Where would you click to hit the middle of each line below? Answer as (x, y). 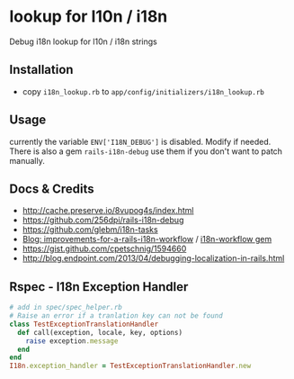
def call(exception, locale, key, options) (100, 332)
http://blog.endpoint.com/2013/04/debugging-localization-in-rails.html (153, 258)
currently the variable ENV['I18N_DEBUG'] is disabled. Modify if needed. (140, 141)
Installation (41, 70)
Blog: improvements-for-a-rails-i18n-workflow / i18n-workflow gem (147, 239)
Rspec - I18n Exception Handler (99, 287)
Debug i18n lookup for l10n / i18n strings (83, 41)
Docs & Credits (52, 189)
